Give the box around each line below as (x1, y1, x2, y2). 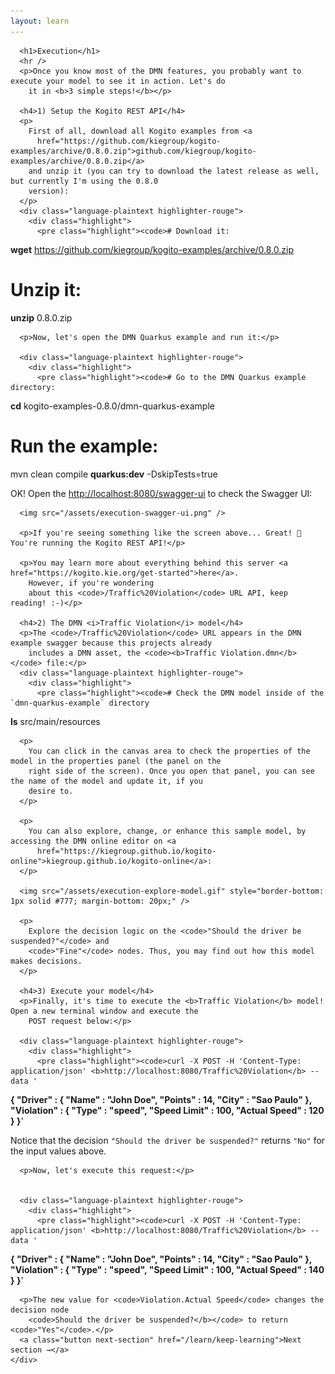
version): (28, 186, 70, 196)
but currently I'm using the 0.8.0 (10, 176, 159, 186)
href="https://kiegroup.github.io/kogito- (36, 846, 217, 856)
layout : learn (10, 16, 70, 26)
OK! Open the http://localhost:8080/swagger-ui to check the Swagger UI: (10, 487, 313, 499)
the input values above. (10, 1145, 107, 1157)
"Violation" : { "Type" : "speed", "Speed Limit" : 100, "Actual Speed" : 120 (10, 1104, 325, 1116)
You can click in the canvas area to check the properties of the (28, 746, 311, 756)
